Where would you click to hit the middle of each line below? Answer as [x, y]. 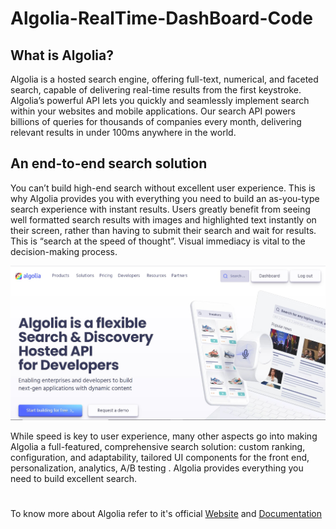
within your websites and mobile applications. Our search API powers [153, 111]
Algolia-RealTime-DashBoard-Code [161, 18]
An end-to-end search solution [109, 163]
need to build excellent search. [73, 478]
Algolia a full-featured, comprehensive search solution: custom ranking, [158, 446]
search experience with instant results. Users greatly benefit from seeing [160, 209]
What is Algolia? [62, 55]
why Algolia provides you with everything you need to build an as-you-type [165, 198]
